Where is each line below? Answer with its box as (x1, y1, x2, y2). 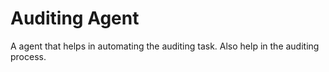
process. (10, 50, 47, 62)
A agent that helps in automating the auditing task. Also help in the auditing (10, 40, 320, 52)
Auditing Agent (10, 7, 140, 30)
